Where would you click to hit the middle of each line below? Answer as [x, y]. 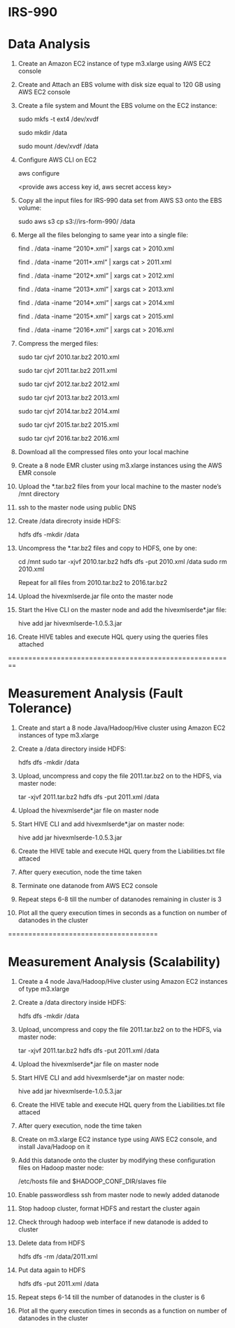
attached [31, 644]
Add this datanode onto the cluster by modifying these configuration [117, 1160]
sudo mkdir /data [43, 133]
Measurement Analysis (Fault [95, 694]
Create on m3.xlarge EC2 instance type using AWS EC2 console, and [117, 1139]
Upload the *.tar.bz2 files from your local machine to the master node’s [120, 486]
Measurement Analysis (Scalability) [114, 962]
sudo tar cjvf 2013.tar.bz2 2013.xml [69, 398]
